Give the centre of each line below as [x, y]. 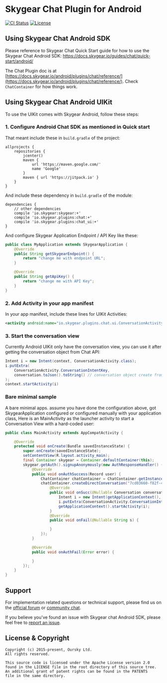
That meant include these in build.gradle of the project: [63, 138]
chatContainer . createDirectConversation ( [84, 483]
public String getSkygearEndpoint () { [54, 254]
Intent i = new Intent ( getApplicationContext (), [110, 497]
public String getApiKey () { [44, 277]
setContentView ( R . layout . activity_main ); [67, 456]
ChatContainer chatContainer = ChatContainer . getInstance [102, 479]
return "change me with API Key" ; [59, 281]
